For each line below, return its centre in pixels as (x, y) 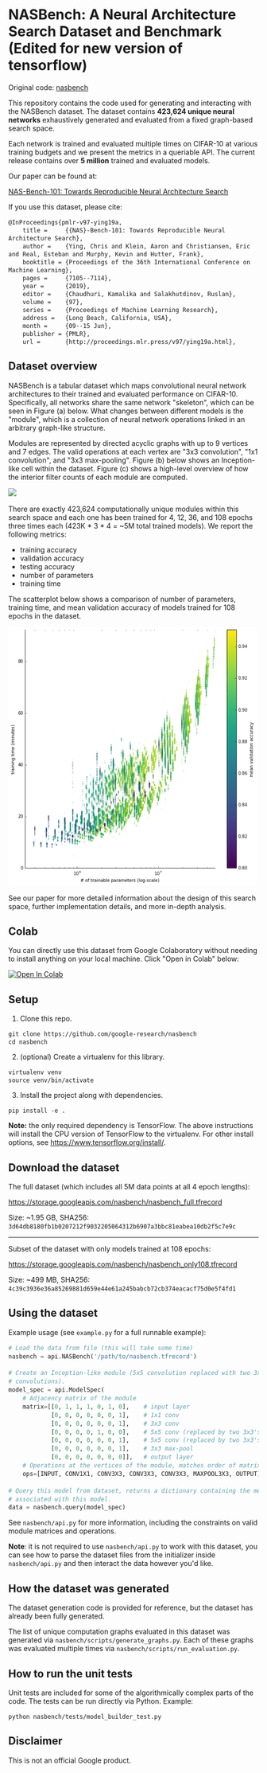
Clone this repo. (46, 1019)
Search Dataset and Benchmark (115, 31)
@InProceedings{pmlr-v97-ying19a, (66, 222)
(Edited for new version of (95, 49)
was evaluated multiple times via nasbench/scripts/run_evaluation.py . (124, 1649)
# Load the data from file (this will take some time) (101, 1348)
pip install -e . (37, 1111)
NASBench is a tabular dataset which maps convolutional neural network (127, 385)
